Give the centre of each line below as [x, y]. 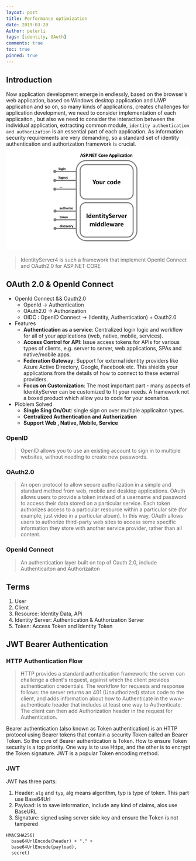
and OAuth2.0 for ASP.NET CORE [61, 266]
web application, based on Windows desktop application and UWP [86, 100]
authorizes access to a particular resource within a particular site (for [104, 509]
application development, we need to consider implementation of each [91, 113]
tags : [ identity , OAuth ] [36, 37]
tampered [26, 824]
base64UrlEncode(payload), [44, 847]
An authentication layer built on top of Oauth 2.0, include [88, 562]
